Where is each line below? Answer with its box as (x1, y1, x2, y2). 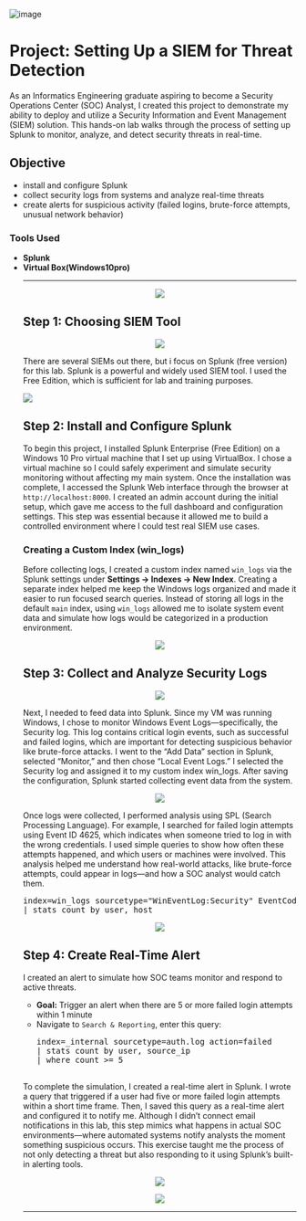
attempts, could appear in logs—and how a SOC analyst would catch (22, 868, 280, 879)
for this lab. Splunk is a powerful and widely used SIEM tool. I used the (22, 365, 287, 376)
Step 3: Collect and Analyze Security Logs (22, 666, 268, 681)
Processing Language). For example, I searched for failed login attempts (22, 819, 294, 830)
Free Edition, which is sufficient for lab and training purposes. (22, 374, 253, 385)
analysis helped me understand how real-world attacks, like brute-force (22, 858, 292, 869)
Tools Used (9, 231, 61, 244)
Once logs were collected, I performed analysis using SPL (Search (22, 809, 271, 821)
